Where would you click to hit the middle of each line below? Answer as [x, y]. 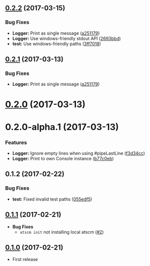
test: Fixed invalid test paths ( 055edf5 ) [52, 199]
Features [16, 142]
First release [25, 260]
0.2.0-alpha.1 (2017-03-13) [62, 127]
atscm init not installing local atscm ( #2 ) [62, 232]
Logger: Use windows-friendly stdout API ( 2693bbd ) [67, 38]
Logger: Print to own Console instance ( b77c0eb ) [63, 159]
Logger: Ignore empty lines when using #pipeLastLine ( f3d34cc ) [79, 153]
